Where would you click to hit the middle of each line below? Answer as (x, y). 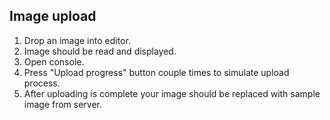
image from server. (63, 104)
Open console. (54, 61)
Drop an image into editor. (77, 40)
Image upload (53, 16)
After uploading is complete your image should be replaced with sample (172, 93)
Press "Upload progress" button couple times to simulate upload (156, 72)
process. (42, 83)
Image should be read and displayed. (100, 51)
